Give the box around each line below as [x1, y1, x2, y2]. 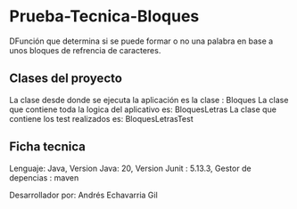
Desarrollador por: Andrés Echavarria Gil [9, 189, 158, 200]
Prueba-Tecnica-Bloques [9, 6, 200, 27]
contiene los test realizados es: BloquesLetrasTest [9, 113, 194, 124]
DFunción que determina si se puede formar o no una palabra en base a [9, 36, 274, 46]
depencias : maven [9, 172, 79, 183]
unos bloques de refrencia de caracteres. [9, 44, 161, 55]
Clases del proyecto [9, 71, 123, 86]
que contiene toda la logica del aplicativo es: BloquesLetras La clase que [9, 104, 276, 115]
